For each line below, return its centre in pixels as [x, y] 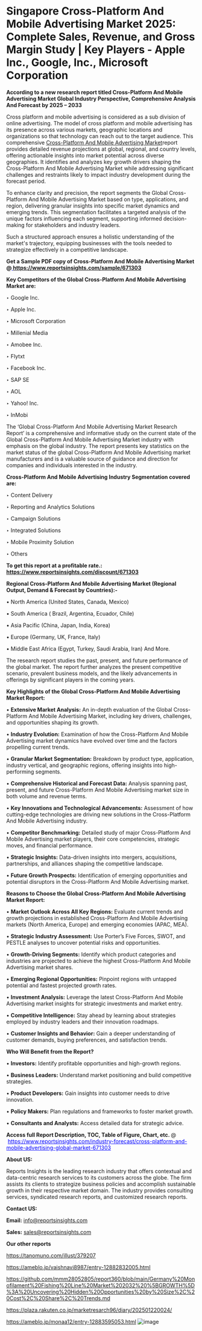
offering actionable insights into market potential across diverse [85, 155]
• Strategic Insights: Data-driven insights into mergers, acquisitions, [92, 857]
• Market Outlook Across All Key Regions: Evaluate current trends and [95, 912]
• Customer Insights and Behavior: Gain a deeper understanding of [91, 1033]
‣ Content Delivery [30, 495]
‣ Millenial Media [27, 333]
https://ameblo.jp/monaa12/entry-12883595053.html [71, 1321]
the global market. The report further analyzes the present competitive [94, 666]
